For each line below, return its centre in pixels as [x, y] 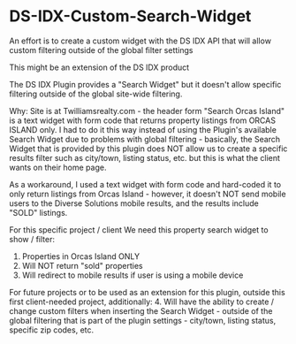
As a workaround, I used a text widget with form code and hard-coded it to [145, 184]
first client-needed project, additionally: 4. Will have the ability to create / [142, 302]
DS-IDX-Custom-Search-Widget [130, 16]
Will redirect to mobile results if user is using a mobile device [133, 275]
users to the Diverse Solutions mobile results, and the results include [134, 203]
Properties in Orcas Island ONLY [80, 256]
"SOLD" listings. [38, 212]
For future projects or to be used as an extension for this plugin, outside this [147, 292]
